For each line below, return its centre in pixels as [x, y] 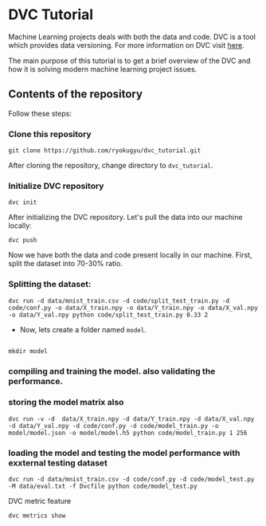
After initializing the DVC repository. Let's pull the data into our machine [125, 218]
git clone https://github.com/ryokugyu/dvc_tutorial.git [105, 151]
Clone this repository [50, 134]
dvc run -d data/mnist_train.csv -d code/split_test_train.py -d [119, 300]
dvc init [23, 202]
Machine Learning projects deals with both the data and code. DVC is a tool [132, 37]
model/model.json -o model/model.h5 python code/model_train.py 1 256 [128, 433]
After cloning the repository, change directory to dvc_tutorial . [111, 166]
